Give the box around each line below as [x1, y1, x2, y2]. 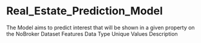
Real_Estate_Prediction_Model [6, 4, 163, 18]
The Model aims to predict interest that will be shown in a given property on [6, 24, 195, 31]
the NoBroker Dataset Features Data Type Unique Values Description [6, 30, 178, 37]
